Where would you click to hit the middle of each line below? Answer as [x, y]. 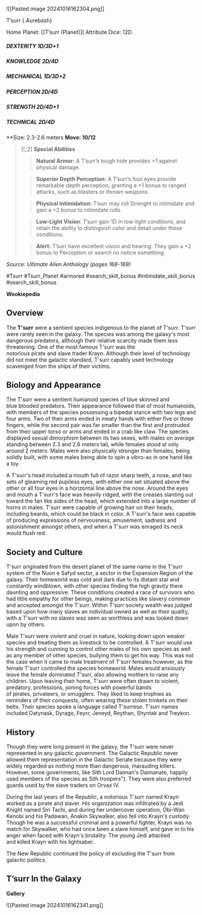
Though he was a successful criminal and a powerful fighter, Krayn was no [99, 823]
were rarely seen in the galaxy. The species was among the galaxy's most [98, 334]
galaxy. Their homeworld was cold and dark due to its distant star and [93, 580]
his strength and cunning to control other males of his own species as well [99, 649]
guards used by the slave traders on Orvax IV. [63, 785]
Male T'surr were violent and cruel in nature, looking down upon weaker [96, 636]
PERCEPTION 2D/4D [32, 91]
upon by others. [26, 624]
